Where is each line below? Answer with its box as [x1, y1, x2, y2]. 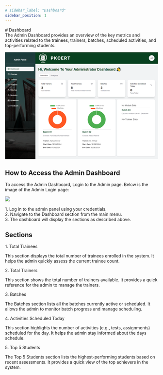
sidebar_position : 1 [5, 13, 47, 18]
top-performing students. [5, 42, 56, 48]
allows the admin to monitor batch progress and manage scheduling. [5, 306, 142, 312]
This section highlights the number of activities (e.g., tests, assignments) [5, 325, 150, 331]
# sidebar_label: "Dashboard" [5, 8, 66, 13]
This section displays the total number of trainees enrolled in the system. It [5, 253, 154, 259]
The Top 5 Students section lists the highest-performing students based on [5, 354, 155, 360]
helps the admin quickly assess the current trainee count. [5, 258, 120, 264]
